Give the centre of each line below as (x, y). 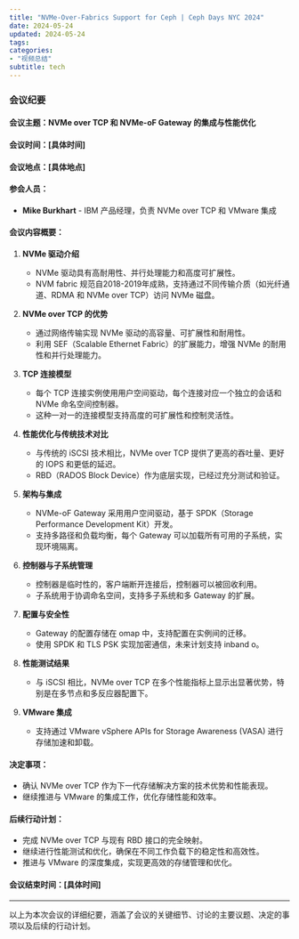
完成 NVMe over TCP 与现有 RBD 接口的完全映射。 (114, 840)
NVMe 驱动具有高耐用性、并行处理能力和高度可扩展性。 (137, 272)
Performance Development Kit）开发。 (106, 524)
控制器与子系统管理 (57, 565)
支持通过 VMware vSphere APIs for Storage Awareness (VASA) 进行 (159, 731)
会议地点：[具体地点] (48, 166)
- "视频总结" (31, 59)
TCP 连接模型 (47, 374)
